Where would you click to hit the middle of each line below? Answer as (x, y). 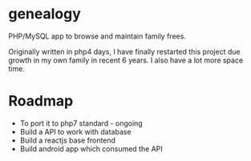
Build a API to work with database (75, 131)
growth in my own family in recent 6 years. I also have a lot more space (126, 60)
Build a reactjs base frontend (68, 140)
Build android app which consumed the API (91, 148)
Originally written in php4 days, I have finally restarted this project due (124, 51)
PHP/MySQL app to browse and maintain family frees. (97, 36)
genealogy (45, 14)
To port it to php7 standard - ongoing (81, 123)
